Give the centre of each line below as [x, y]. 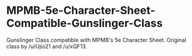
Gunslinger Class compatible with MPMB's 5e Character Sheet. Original [96, 40]
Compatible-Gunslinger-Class [85, 23]
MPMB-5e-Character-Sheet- [81, 11]
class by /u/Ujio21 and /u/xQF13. [47, 46]
